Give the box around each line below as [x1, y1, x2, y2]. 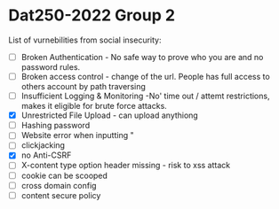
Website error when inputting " [20, 130, 134, 141]
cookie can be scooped [20, 170, 108, 181]
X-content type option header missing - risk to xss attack [20, 160, 231, 171]
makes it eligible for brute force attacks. [20, 101, 168, 112]
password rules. [20, 62, 81, 72]
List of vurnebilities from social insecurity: [8, 35, 162, 45]
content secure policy [20, 190, 101, 200]
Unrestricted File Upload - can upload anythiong [20, 110, 199, 120]
